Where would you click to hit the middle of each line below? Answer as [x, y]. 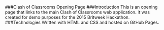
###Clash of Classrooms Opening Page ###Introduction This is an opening [81, 7]
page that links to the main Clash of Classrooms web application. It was [78, 12]
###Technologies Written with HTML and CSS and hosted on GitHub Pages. [82, 22]
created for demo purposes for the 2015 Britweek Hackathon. [67, 17]
